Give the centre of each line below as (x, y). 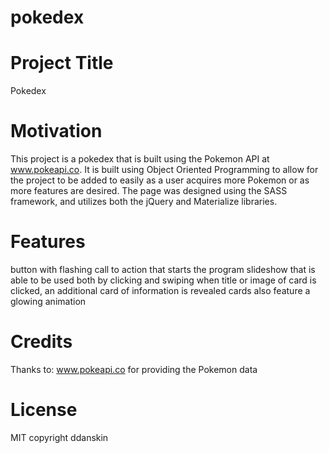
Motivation (56, 131)
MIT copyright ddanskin (59, 437)
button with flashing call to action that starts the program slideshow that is (163, 269)
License (44, 410)
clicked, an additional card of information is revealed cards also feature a (160, 290)
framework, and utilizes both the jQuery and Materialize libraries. (144, 202)
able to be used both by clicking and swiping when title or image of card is (163, 280)
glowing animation (48, 301)
